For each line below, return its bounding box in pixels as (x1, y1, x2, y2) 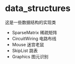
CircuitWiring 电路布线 (12, 36, 57, 41)
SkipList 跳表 (12, 48, 38, 53)
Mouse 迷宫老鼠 (12, 41, 45, 47)
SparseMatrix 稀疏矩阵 (12, 29, 57, 35)
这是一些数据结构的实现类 (5, 19, 56, 25)
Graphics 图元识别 (12, 53, 48, 59)
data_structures (5, 3, 71, 14)
